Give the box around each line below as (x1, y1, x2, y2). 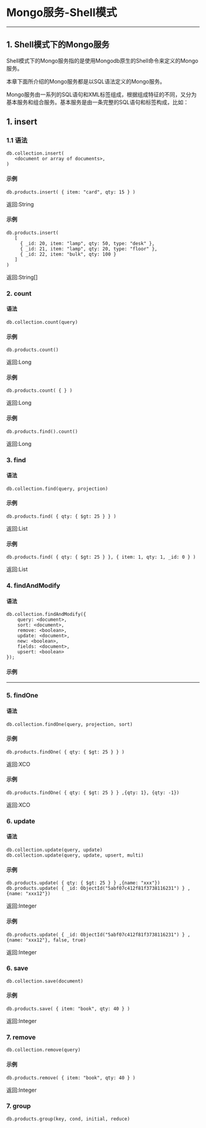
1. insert (6, 117, 38, 127)
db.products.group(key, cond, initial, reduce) (6, 1116, 131, 1122)
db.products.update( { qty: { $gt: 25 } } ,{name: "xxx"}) (6, 880, 161, 886)
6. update (6, 817, 36, 825)
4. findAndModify (6, 582, 61, 590)
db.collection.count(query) (6, 319, 78, 325)
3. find (6, 456, 26, 464)
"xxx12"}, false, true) (25, 937, 86, 943)
